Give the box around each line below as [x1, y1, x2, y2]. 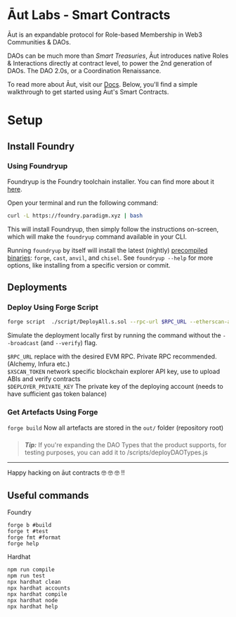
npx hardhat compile [7, 591, 68, 598]
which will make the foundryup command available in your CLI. [7, 232, 188, 241]
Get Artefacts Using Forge [7, 407, 98, 417]
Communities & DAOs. [7, 37, 72, 46]
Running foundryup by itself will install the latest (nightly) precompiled [7, 246, 209, 254]
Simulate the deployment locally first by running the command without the [7, 331, 221, 339]
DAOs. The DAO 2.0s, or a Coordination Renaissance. [7, 66, 162, 75]
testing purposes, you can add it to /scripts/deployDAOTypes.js [24, 448, 209, 457]
